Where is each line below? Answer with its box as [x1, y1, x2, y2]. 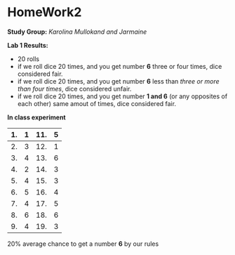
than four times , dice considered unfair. [17, 84, 132, 93]
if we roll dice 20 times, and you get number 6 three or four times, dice [17, 62, 222, 70]
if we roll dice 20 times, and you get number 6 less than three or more [17, 77, 220, 85]
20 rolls [17, 54, 40, 63]
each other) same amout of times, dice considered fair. [17, 99, 177, 107]
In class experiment [7, 113, 66, 122]
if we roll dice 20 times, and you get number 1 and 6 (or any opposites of [17, 92, 228, 100]
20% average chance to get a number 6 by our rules [7, 240, 159, 248]
